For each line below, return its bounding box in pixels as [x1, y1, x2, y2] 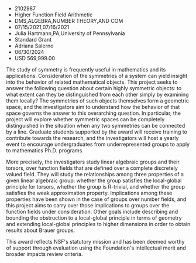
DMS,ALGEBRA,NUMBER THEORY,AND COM [14, 18, 123, 24]
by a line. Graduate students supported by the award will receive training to [6, 128, 187, 135]
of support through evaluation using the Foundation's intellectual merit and [6, 244, 186, 251]
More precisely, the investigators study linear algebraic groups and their [6, 158, 180, 165]
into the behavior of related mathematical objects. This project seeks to [6, 78, 178, 86]
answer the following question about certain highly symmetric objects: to [6, 85, 182, 91]
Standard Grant [14, 36, 51, 43]
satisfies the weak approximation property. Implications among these [6, 190, 173, 196]
